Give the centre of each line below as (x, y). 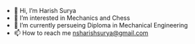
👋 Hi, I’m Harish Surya (45, 11)
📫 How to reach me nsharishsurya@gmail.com (81, 33)
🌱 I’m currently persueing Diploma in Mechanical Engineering (101, 25)
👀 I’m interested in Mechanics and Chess (72, 18)
